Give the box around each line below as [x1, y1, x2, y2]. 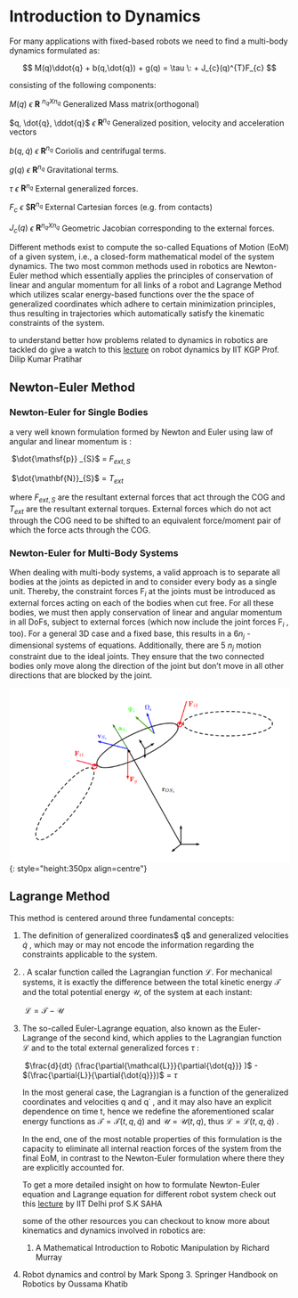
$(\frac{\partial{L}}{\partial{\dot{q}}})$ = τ [21, 1069, 178, 1080]
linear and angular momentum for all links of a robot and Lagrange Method [9, 280, 282, 290]
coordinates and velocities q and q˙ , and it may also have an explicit [21, 1096, 272, 1106]
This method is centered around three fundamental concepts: [9, 912, 235, 923]
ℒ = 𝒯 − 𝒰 [24, 1005, 64, 1016]
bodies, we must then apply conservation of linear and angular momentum [9, 608, 283, 618]
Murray [35, 1252, 62, 1262]
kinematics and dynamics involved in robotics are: [21, 1225, 206, 1236]
